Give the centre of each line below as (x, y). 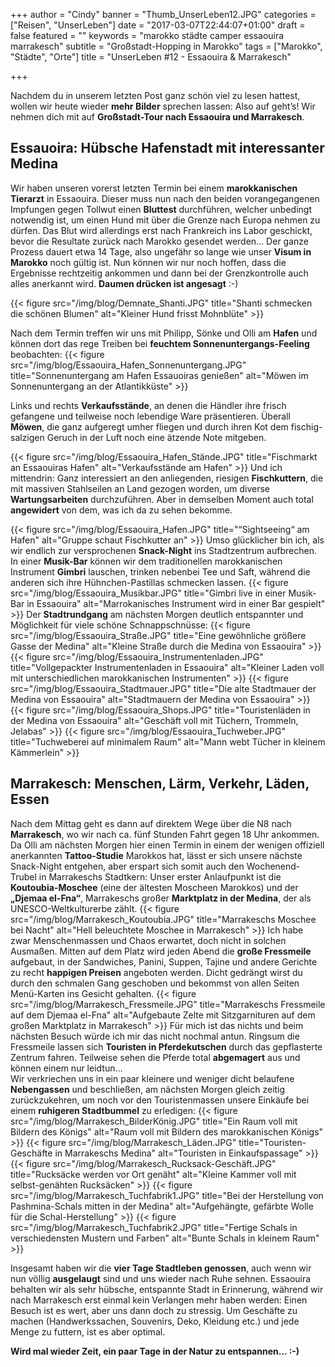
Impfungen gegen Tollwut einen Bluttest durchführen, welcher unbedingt (161, 209)
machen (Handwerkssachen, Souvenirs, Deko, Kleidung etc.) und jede (155, 1321)
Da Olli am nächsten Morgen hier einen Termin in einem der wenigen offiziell (167, 845)
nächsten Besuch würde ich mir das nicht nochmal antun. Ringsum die (155, 1036)
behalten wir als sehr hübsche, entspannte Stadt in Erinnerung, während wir (167, 1289)
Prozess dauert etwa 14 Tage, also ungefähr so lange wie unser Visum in (161, 251)
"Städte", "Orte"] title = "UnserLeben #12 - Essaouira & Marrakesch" (151, 57)
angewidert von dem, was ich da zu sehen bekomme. (121, 510)
